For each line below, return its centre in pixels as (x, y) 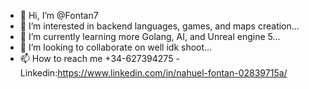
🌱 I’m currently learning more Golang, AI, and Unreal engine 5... (150, 36)
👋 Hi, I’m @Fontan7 (59, 15)
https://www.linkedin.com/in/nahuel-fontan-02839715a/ (172, 73)
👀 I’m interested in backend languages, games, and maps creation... (159, 26)
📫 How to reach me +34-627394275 (96, 58)
